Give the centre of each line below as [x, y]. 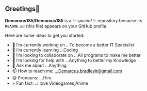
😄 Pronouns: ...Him [32, 77]
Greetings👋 [23, 9]
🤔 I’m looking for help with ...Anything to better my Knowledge [74, 60]
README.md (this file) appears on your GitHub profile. [56, 26]
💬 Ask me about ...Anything [39, 65]
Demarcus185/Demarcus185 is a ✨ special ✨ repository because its [73, 20]
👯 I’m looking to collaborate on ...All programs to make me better [76, 55]
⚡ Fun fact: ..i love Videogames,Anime [50, 83]
